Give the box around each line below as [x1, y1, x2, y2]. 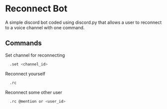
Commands [5, 39, 42, 48]
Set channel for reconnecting [5, 52, 65, 58]
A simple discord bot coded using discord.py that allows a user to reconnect [5, 19, 162, 25]
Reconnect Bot [5, 3, 68, 14]
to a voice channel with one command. [5, 24, 85, 30]
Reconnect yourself [5, 70, 46, 77]
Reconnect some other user [5, 89, 62, 95]
